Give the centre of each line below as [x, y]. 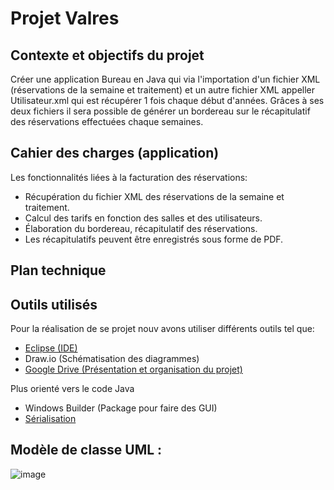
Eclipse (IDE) [51, 348]
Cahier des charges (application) [115, 153]
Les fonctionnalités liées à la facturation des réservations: [129, 177]
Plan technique [58, 270]
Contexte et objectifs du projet [107, 55]
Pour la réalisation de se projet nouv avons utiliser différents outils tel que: [162, 329]
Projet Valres [65, 18]
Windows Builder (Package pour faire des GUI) [121, 408]
